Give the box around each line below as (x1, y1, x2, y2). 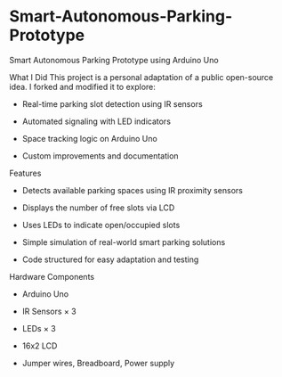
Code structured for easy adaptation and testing (21, 254, 199, 265)
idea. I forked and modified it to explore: (9, 81, 156, 92)
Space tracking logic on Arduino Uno (21, 133, 157, 143)
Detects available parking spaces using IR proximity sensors (21, 184, 243, 195)
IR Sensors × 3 (21, 306, 77, 316)
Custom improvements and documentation (21, 150, 180, 161)
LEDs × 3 (21, 323, 56, 333)
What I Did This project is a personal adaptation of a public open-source (9, 71, 274, 82)
